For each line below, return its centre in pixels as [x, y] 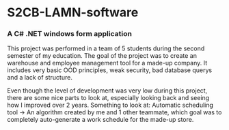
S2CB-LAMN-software [73, 13]
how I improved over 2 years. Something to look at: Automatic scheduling [110, 105]
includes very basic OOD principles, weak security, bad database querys [110, 70]
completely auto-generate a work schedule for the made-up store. [100, 120]
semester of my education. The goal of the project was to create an [102, 56]
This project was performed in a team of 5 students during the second [106, 48]
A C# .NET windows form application [69, 34]
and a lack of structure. [40, 78]
